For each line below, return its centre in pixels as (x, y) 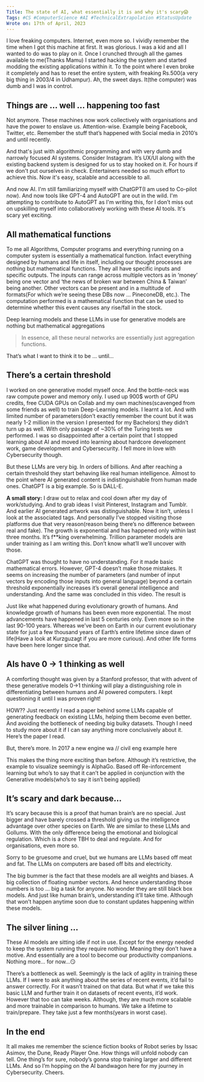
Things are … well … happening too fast (83, 105)
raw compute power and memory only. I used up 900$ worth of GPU (92, 396)
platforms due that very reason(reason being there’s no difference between (100, 524)
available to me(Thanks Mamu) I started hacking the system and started (97, 60)
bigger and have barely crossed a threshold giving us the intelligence (93, 820)
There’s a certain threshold (59, 375)
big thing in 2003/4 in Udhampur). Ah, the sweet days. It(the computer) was (101, 79)
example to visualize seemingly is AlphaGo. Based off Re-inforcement (94, 766)
